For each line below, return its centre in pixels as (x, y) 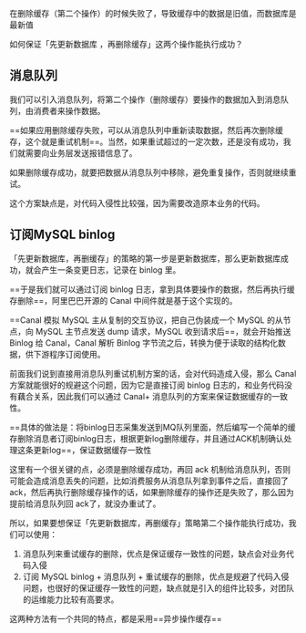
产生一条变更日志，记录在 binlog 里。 (111, 270)
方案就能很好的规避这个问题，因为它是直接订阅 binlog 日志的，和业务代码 (147, 385)
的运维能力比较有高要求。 (71, 599)
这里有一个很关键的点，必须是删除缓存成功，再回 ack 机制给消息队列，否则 (150, 469)
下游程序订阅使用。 (69, 354)
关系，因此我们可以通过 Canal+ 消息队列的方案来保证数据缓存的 (153, 396)
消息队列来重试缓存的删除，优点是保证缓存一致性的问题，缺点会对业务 (154, 554)
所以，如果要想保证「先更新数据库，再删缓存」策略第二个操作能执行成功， (149, 523)
